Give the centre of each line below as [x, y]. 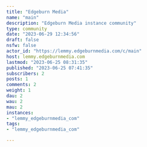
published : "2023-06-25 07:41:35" [50, 68]
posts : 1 [17, 79]
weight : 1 [19, 90]
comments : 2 [21, 85]
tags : [13, 124]
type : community [27, 29]
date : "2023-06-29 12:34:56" [43, 34]
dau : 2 [15, 96]
